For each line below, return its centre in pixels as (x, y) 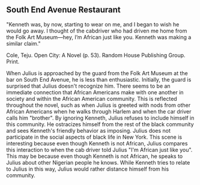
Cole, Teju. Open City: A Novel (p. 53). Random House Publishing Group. (96, 55)
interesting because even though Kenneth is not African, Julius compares (97, 143)
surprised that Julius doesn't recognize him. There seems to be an (88, 86)
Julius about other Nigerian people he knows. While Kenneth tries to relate (98, 162)
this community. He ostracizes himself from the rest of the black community (100, 124)
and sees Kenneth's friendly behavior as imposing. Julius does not (89, 130)
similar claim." (23, 43)
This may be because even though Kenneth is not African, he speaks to (95, 156)
